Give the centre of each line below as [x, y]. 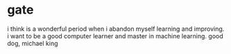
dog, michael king [33, 43]
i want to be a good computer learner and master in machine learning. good [115, 36]
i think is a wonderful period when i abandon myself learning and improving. [116, 29]
